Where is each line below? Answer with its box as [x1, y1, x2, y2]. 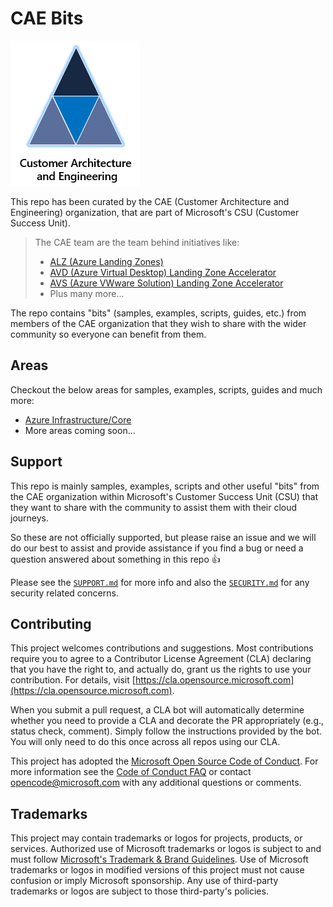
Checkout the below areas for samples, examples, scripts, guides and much [10, 383, 323, 396]
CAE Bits [10, 7, 84, 30]
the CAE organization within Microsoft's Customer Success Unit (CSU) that [10, 490, 319, 502]
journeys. [10, 512, 50, 524]
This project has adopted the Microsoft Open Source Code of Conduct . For [10, 755, 319, 767]
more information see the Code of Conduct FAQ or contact [10, 766, 252, 778]
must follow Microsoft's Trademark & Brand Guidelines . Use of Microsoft [10, 853, 309, 866]
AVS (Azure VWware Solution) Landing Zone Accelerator [49, 277, 284, 289]
